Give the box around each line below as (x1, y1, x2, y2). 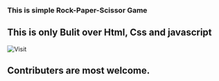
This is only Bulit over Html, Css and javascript (7, 27, 213, 38)
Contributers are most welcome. (7, 65, 150, 77)
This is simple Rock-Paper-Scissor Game (7, 5, 148, 15)
